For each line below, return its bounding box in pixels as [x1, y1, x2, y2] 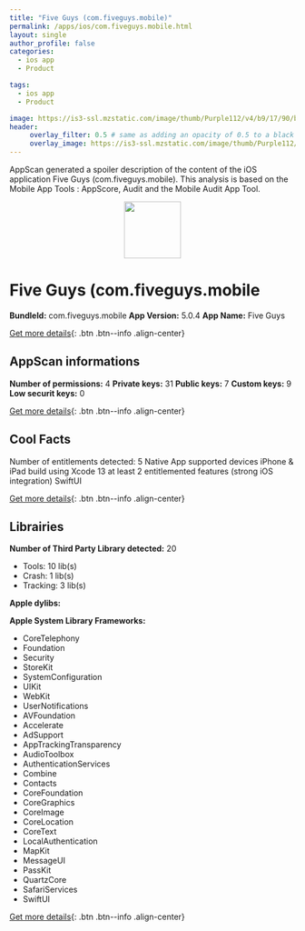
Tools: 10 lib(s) [22, 561, 77, 572]
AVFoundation [22, 710, 75, 721]
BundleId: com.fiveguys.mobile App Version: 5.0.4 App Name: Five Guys [9, 310, 286, 321]
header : [9, 122, 39, 132]
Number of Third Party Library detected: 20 [9, 543, 177, 555]
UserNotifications [22, 701, 89, 712]
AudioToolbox [22, 749, 74, 760]
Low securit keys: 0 [9, 387, 85, 398]
